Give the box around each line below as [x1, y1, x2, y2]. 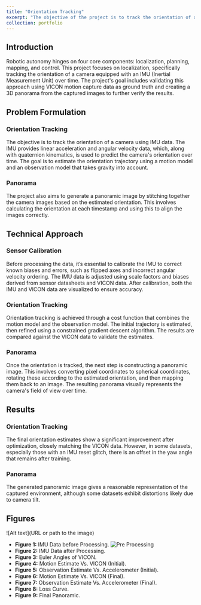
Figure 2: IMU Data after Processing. [14, 548, 106, 555]
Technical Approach [6, 228, 84, 239]
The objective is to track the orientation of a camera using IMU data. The [6, 138, 185, 145]
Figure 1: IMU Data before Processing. [14, 541, 109, 548]
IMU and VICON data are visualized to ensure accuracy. [6, 285, 144, 293]
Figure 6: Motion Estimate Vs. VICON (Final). [14, 573, 125, 580]
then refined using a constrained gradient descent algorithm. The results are [6, 327, 194, 334]
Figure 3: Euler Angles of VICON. [14, 554, 97, 561]
